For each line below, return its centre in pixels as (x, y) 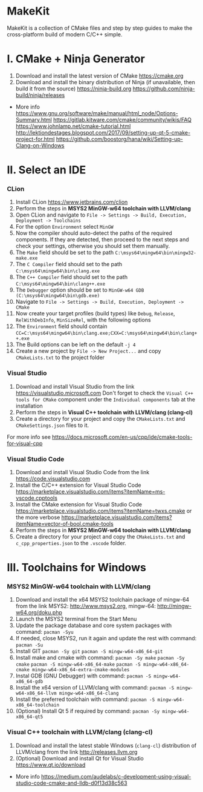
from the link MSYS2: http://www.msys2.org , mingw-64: (86, 606)
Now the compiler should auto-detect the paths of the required (94, 233)
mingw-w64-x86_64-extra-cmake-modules (81, 670)
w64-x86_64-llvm (36, 693)
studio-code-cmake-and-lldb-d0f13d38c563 (71, 783)
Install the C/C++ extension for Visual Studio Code (78, 485)
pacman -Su (29, 645)
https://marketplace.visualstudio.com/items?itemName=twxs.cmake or (104, 511)
